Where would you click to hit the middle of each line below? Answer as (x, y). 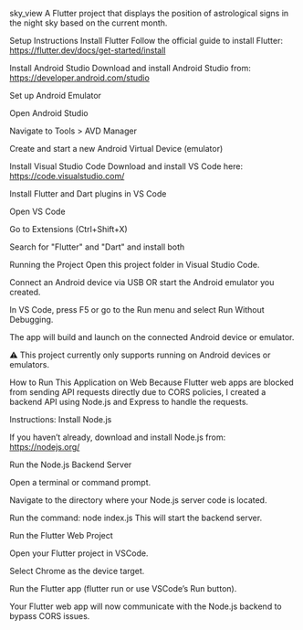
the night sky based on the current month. (89, 23)
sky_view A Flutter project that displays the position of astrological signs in (149, 13)
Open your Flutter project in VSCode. (79, 553)
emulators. (30, 364)
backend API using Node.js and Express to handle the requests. (129, 402)
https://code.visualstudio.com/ (67, 176)
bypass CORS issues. (50, 616)
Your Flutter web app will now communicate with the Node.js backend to (146, 606)
